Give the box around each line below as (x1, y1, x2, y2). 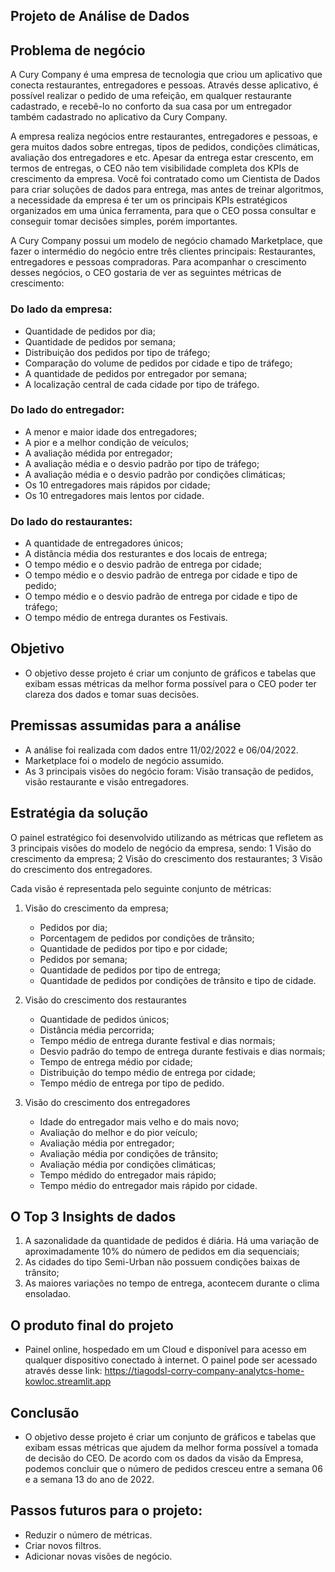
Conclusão (10, 1404, 80, 1421)
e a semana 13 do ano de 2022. (24, 1473, 155, 1485)
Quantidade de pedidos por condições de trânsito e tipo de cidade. (39, 974, 317, 986)
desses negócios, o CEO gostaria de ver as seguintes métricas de (10, 267, 282, 279)
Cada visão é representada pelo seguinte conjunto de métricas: (10, 882, 272, 894)
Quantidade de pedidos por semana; (24, 335, 176, 348)
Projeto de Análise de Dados (10, 8, 190, 25)
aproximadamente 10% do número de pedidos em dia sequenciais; (24, 1245, 300, 1258)
